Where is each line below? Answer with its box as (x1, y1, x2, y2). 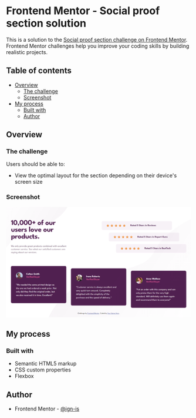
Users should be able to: (6, 161, 66, 168)
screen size (14, 178, 43, 185)
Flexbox (14, 373, 34, 380)
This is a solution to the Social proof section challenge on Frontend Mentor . (6, 36, 188, 43)
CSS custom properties (14, 366, 72, 373)
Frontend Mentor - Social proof (6, 4, 160, 18)
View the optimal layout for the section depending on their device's (14, 172, 177, 179)
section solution (6, 16, 87, 30)
